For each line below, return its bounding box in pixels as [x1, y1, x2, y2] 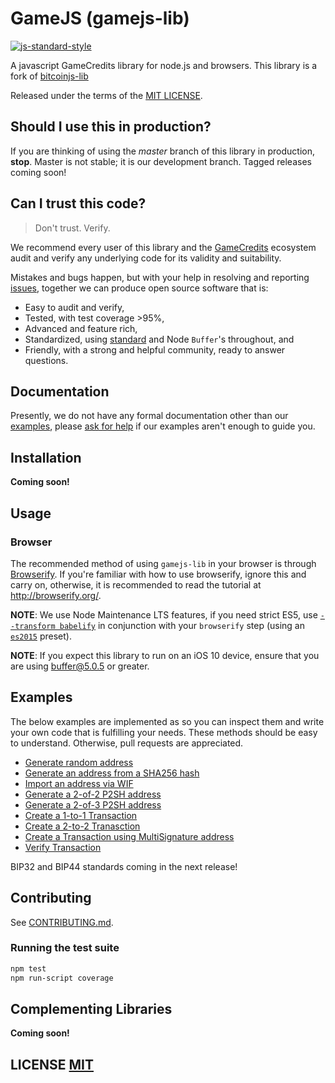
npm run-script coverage [10, 973, 114, 983]
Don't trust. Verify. [34, 222, 111, 234]
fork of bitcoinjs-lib [10, 70, 89, 82]
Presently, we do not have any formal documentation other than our [10, 410, 289, 422]
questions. [24, 354, 69, 366]
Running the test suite [10, 941, 120, 955]
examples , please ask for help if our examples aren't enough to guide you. [10, 420, 316, 432]
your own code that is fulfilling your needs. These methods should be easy [10, 726, 318, 738]
